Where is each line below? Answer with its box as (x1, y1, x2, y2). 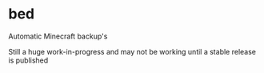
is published (8, 55, 49, 65)
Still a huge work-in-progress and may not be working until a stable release (8, 47, 256, 56)
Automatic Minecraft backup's (8, 31, 108, 41)
